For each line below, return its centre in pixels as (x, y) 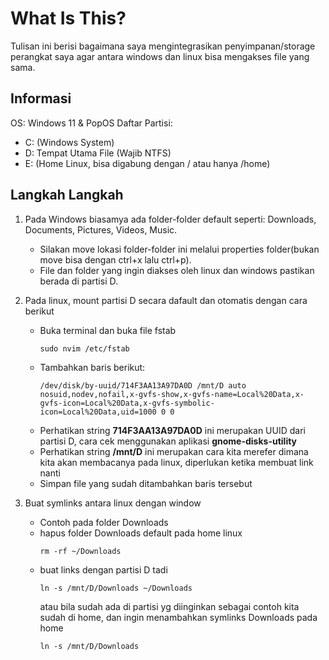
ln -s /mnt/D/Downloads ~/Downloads (116, 588)
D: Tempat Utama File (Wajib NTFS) (98, 153)
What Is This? (68, 18)
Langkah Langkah (67, 195)
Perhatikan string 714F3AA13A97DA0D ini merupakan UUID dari (172, 430)
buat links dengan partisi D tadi (103, 569)
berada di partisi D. (79, 281)
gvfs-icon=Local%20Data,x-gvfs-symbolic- (127, 403)
